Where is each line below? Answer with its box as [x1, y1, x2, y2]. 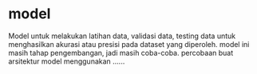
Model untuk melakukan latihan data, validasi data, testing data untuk [8, 31, 236, 41]
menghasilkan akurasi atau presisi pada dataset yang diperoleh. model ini [8, 39, 250, 49]
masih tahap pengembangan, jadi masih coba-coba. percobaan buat [8, 48, 234, 57]
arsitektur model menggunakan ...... [8, 56, 125, 66]
